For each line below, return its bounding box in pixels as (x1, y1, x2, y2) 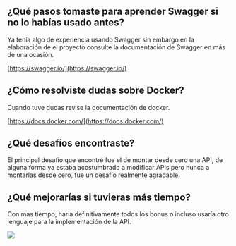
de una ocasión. (7, 50, 54, 59)
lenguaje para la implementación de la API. (7, 218, 132, 226)
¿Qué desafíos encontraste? (7, 137, 135, 149)
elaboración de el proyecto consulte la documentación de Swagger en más (7, 42, 226, 51)
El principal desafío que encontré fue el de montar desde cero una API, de (7, 156, 223, 164)
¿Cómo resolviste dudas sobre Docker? (7, 85, 185, 97)
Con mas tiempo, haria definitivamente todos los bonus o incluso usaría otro (7, 210, 230, 219)
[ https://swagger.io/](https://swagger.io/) (7, 63, 127, 73)
